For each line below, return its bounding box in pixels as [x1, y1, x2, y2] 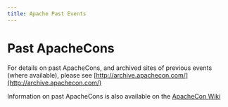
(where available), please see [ [7, 71, 96, 79]
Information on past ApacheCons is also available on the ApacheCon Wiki [7, 92, 221, 100]
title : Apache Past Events [7, 10, 87, 17]
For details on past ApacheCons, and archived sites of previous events [7, 64, 213, 72]
